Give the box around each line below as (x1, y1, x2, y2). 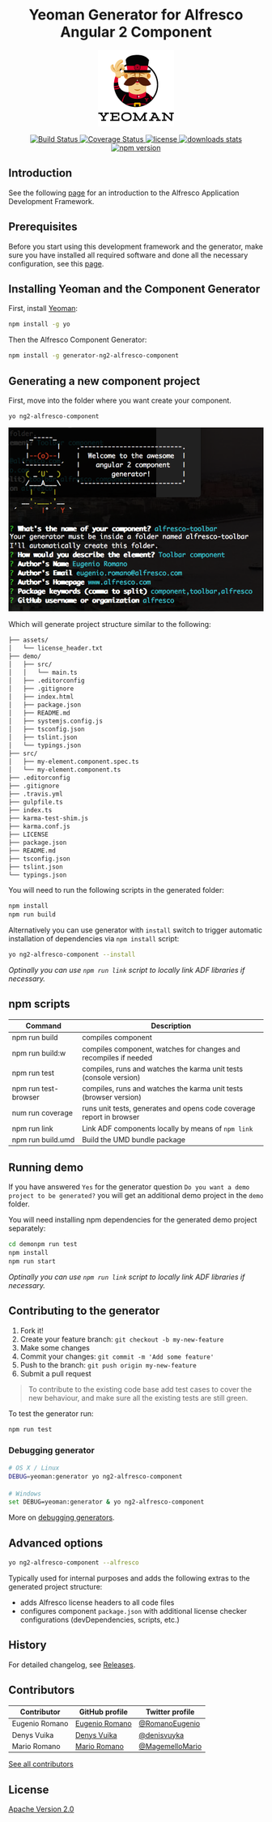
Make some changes (19, 1342, 91, 1352)
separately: (8, 1223, 46, 1233)
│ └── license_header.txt (8, 644, 104, 653)
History (8, 1638, 47, 1652)
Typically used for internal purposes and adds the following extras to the (8, 1573, 251, 1583)
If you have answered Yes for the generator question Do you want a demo (8, 1182, 250, 1192)
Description (151, 1021, 192, 1030)
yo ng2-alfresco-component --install (8, 950, 136, 959)
